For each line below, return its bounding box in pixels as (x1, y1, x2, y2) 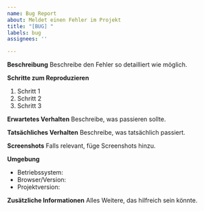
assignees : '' (7, 36, 48, 43)
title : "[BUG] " (7, 23, 54, 30)
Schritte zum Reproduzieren (7, 74, 89, 82)
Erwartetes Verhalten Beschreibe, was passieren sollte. (7, 115, 166, 124)
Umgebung (7, 155, 40, 164)
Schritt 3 (16, 102, 42, 110)
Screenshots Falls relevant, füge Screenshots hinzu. (7, 142, 156, 150)
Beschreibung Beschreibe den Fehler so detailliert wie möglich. (7, 60, 188, 69)
